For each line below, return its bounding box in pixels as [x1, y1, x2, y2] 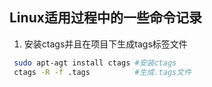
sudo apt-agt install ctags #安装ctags [13, 58, 177, 68]
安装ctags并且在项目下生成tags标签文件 [23, 38, 188, 50]
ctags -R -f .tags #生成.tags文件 [13, 67, 192, 77]
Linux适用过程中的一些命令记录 [9, 9, 202, 27]
